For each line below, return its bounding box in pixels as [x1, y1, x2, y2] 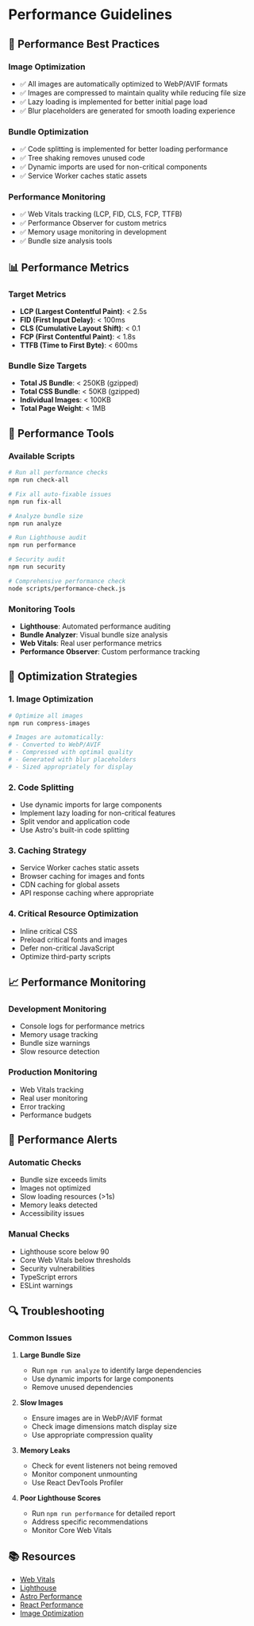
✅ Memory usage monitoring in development [19, 227, 167, 237]
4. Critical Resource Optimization [8, 908, 139, 919]
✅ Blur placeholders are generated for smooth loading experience [19, 106, 236, 115]
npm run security [8, 563, 66, 571]
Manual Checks [8, 1229, 70, 1240]
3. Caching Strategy [8, 845, 87, 856]
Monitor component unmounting [31, 1469, 137, 1479]
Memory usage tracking [19, 1030, 98, 1039]
